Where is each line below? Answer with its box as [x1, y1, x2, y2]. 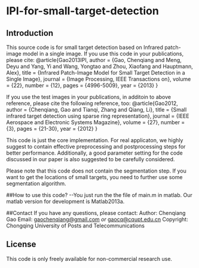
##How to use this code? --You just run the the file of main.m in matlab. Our [6, 192, 193, 198]
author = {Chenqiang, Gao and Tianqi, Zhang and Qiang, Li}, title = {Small [6, 106, 187, 113]
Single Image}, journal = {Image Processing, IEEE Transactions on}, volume [6, 76, 191, 82]
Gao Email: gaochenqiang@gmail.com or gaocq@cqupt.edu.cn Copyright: [6, 216, 188, 223]
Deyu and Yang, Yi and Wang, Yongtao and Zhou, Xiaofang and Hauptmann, [6, 63, 193, 70]
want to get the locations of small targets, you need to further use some [6, 174, 183, 180]
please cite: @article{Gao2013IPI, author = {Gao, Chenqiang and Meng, [6, 57, 182, 63]
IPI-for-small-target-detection [6, 4, 160, 18]
